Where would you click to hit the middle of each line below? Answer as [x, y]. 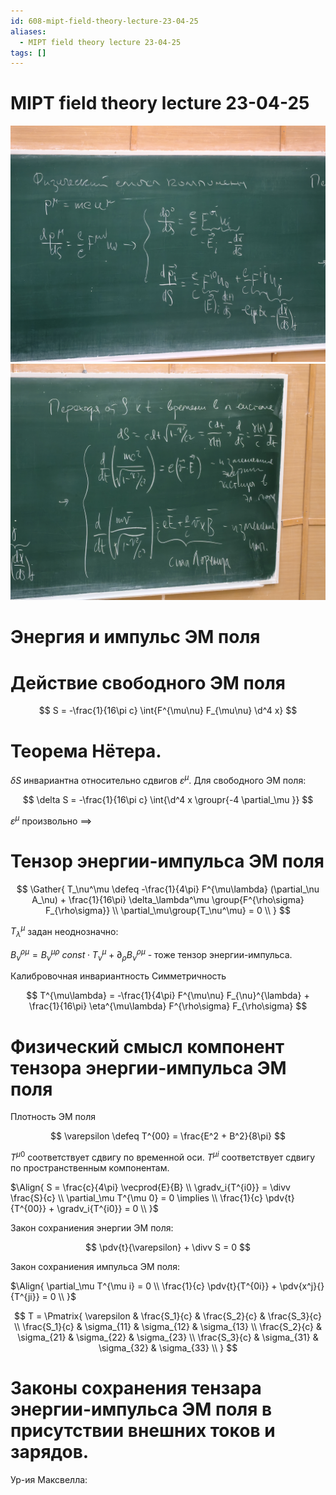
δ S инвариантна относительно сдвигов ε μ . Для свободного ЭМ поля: [158, 779]
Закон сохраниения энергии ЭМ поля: [92, 1228]
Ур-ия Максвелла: [49, 1479]
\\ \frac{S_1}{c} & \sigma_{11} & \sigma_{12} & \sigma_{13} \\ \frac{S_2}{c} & [168, 1326]
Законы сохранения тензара [136, 1388]
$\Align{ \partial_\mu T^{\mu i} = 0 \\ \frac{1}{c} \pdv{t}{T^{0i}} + [144, 1286]
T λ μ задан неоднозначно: [64, 931]
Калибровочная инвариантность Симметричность [118, 976]
